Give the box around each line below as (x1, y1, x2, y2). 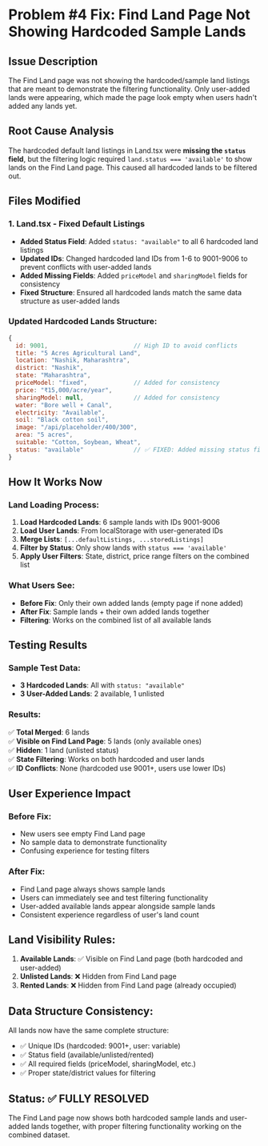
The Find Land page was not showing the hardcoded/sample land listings (8, 76, 250, 85)
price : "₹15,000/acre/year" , (15, 386, 113, 394)
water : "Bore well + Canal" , (15, 401, 113, 409)
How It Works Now (8, 475, 102, 489)
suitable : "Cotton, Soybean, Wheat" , (15, 439, 142, 447)
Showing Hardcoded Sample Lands (8, 22, 246, 41)
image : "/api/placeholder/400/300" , (15, 423, 138, 431)
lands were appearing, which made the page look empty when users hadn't (8, 93, 258, 102)
